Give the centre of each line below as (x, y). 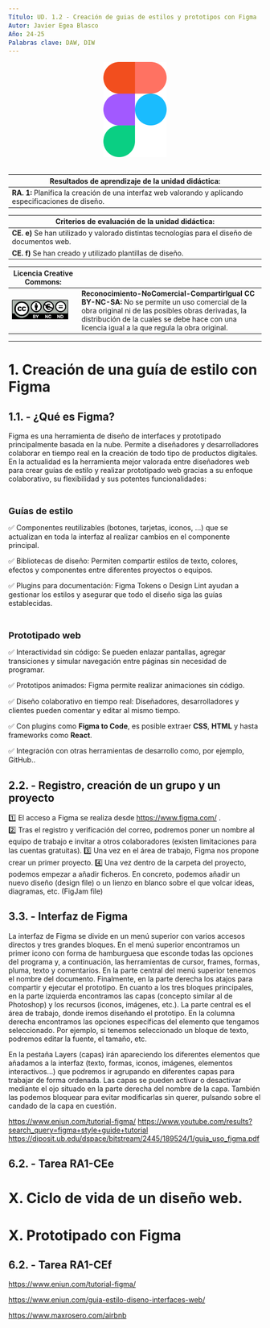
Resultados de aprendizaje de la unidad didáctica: (135, 181)
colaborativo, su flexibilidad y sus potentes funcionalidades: (108, 479)
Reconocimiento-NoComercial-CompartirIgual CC (168, 293)
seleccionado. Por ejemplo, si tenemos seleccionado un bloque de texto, (129, 1030)
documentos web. (41, 242)
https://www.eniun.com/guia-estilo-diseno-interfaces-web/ (107, 1300)
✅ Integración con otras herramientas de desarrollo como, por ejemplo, (127, 751)
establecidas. (31, 604)
